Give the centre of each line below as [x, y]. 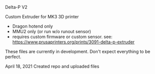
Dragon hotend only [33, 26]
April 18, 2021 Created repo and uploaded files [52, 66]
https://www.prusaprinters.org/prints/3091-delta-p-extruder [73, 42]
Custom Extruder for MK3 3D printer [42, 17]
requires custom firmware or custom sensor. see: [62, 37]
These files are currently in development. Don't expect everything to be [78, 52]
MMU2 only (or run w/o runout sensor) [52, 31]
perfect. [13, 57]
